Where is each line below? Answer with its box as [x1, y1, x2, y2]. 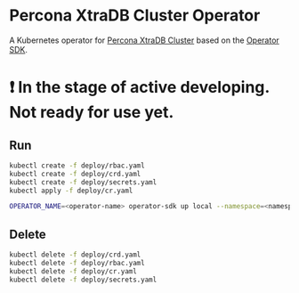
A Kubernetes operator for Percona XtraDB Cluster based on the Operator [9, 35, 280, 45]
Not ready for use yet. [9, 102, 174, 123]
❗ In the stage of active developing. [9, 77, 270, 98]
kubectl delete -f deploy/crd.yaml [9, 250, 141, 259]
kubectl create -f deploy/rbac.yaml [9, 161, 145, 170]
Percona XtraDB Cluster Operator [9, 5, 261, 26]
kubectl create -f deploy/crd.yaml [9, 169, 141, 178]
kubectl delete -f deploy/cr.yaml [9, 266, 138, 276]
